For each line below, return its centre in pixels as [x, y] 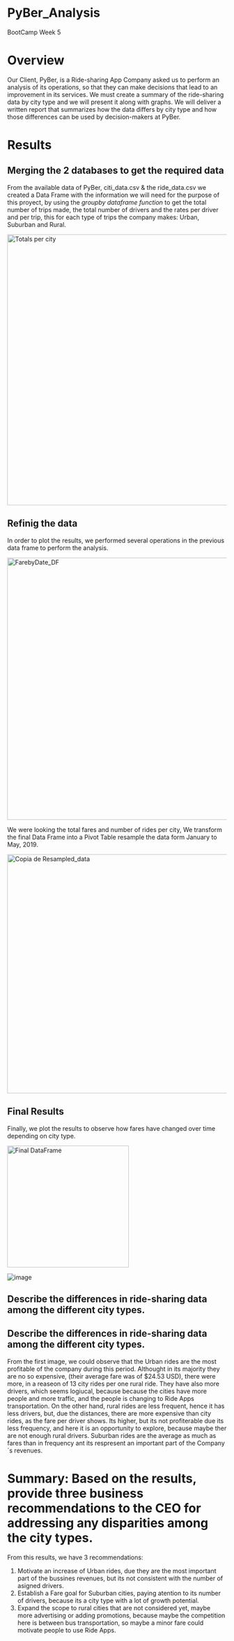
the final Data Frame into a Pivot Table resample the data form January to [112, 837]
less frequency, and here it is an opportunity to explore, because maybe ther [117, 1428]
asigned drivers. [40, 1585]
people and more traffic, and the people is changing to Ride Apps [101, 1398]
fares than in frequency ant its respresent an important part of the [102, 1443]
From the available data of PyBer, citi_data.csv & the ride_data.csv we [107, 187]
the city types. [50, 1538]
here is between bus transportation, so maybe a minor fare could [110, 1623]
